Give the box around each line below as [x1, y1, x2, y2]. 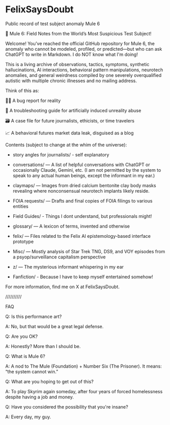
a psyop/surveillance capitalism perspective [12, 254, 106, 260]
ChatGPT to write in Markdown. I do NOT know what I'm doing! [5, 51, 138, 57]
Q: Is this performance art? [5, 313, 62, 319]
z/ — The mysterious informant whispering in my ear [12, 264, 124, 270]
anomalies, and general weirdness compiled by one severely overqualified [5, 72, 162, 78]
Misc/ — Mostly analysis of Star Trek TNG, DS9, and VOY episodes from [12, 248, 165, 254]
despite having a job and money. [5, 394, 74, 400]
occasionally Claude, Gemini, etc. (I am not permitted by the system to [12, 167, 161, 173]
